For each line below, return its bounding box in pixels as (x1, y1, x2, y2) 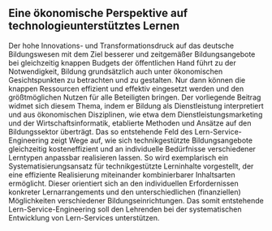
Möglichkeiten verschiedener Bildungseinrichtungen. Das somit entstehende (8, 195, 264, 205)
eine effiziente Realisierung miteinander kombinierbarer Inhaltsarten (8, 169, 235, 179)
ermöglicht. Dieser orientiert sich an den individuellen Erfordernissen (8, 178, 239, 188)
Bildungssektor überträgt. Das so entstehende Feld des (8, 126, 193, 136)
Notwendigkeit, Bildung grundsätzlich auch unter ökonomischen (8, 66, 223, 76)
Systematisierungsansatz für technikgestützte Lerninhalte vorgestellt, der (8, 161, 254, 171)
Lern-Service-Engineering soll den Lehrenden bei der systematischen (8, 204, 242, 214)
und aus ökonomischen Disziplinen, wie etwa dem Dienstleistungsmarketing (8, 109, 263, 119)
